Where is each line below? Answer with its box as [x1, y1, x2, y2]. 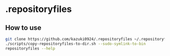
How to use [5, 23, 41, 32]
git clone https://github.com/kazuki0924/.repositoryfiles [5, 36, 133, 41]
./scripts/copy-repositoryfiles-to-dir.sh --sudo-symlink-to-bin [5, 41, 146, 46]
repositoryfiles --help [5, 46, 56, 51]
